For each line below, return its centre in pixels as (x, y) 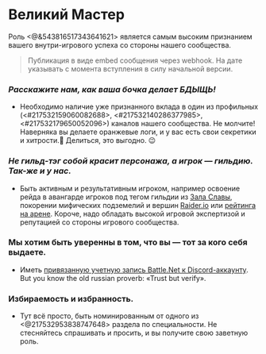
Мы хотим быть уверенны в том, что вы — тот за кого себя (128, 242)
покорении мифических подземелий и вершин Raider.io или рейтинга (138, 205)
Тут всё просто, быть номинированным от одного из (109, 316)
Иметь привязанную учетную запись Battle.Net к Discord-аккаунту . (134, 269)
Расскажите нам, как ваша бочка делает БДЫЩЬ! (112, 89)
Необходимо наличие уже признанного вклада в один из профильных (139, 107)
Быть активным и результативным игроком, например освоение (130, 188)
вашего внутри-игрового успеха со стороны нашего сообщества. (120, 44)
